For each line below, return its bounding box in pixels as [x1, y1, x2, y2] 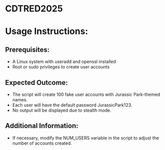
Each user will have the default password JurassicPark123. [12, 102, 133, 108]
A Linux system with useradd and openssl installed [12, 59, 116, 65]
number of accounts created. [12, 140, 72, 146]
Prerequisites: [5, 45, 50, 54]
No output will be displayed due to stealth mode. [12, 107, 111, 113]
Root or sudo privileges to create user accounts [12, 64, 110, 70]
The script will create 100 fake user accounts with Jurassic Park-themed [12, 91, 160, 97]
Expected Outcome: [5, 78, 68, 87]
